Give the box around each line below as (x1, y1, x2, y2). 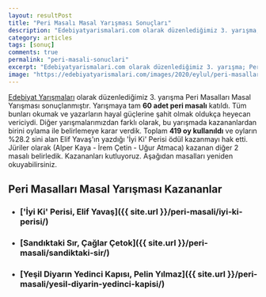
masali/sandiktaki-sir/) (19, 247, 110, 258)
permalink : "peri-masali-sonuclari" (8, 56, 129, 64)
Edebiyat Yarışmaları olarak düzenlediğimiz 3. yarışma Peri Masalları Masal (8, 92, 252, 101)
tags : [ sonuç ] (8, 41, 55, 49)
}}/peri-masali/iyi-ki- (159, 206, 243, 217)
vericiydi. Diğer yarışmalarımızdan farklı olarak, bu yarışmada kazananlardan (8, 117, 257, 127)
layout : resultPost (8, 11, 73, 20)
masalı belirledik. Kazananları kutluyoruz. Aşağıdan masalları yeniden (8, 151, 234, 161)
